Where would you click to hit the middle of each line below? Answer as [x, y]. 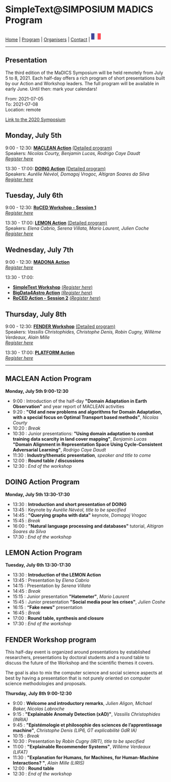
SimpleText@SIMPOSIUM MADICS [79, 9]
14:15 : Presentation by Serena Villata [52, 586]
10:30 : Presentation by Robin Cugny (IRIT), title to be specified [79, 741]
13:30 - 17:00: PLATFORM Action [40, 352]
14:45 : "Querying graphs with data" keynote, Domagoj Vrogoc [80, 515]
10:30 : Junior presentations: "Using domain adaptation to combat [83, 433]
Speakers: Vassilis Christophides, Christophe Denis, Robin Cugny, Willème [83, 332]
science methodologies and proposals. [46, 684]
